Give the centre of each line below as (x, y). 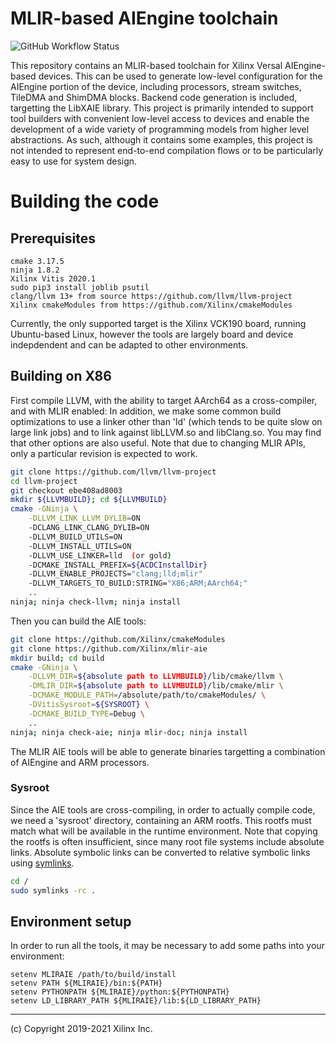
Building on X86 (61, 376)
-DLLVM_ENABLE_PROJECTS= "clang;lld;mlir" (115, 574)
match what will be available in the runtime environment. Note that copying (164, 831)
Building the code (85, 201)
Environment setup (71, 921)
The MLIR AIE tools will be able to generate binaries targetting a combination (168, 751)
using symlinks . (42, 863)
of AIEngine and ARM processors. (80, 762)
